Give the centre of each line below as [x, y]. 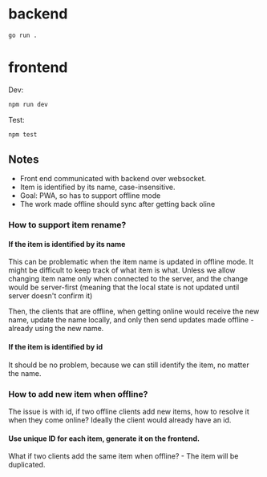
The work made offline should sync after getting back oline [117, 204]
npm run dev [28, 104]
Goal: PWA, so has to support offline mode [90, 196]
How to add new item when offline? [78, 394]
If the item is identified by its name [67, 244]
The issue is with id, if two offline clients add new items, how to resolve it [129, 411]
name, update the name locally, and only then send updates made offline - [131, 320]
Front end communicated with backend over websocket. [113, 179]
